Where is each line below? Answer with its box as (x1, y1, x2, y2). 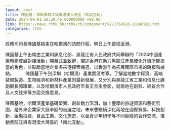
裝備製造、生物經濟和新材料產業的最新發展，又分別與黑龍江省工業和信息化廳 (5, 77, 165, 83)
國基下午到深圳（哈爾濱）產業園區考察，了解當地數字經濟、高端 (29, 70, 163, 76)
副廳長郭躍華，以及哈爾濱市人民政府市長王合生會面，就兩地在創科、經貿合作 (5, 83, 165, 89)
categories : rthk (5, 26, 42, 31)
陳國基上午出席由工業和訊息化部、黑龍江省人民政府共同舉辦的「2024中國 (5, 52, 158, 58)
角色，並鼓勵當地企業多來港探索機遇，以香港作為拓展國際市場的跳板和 (14, 64, 160, 70)
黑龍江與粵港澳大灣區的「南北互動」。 (9, 119, 88, 125)
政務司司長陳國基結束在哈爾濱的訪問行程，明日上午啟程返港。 (5, 41, 134, 47)
